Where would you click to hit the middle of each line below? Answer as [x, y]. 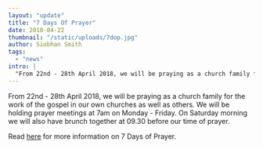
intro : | [22, 67]
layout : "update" [36, 15]
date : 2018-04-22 [36, 30]
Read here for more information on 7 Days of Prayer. [92, 136]
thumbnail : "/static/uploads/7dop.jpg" [73, 37]
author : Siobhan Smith [45, 45]
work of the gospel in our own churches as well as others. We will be [119, 104]
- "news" [29, 60]
